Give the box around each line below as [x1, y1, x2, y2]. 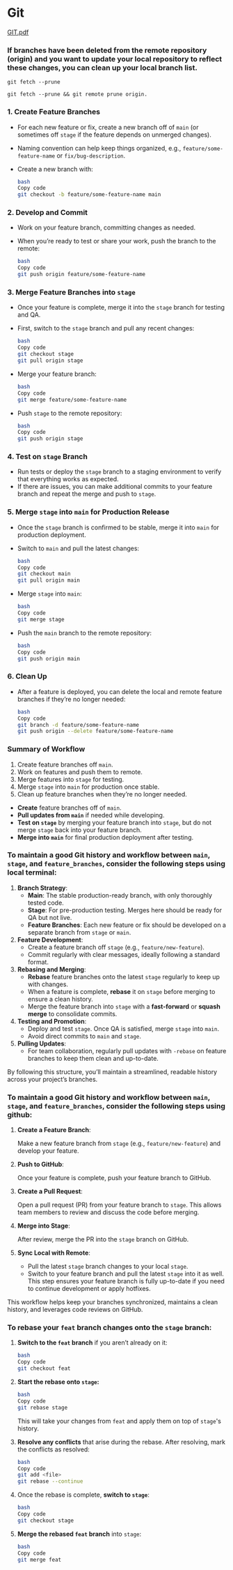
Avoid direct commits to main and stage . [27, 1032, 141, 1040]
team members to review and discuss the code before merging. [17, 1208, 200, 1216]
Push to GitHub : [17, 1160, 64, 1169]
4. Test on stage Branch [7, 452, 88, 462]
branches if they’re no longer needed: [17, 695, 126, 703]
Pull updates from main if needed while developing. [17, 810, 165, 819]
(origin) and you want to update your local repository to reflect [7, 54, 223, 63]
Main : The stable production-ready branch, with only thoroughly [27, 891, 213, 899]
